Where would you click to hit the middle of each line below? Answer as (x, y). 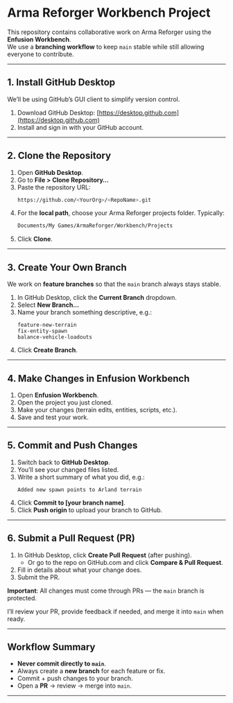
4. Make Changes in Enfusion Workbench (98, 379)
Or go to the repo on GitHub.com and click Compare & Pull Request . (125, 562)
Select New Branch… (48, 305)
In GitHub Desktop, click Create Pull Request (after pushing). (104, 555)
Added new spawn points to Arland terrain (79, 490)
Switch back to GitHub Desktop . (63, 462)
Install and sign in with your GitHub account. (80, 127)
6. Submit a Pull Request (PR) (71, 538)
